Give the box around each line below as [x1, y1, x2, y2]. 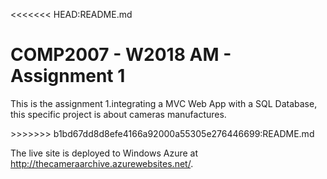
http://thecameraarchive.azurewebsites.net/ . [10, 157, 194, 169]
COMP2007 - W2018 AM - [10, 44, 232, 66]
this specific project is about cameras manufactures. [10, 108, 227, 120]
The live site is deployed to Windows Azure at [10, 147, 198, 159]
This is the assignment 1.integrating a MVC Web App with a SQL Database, [10, 97, 318, 109]
